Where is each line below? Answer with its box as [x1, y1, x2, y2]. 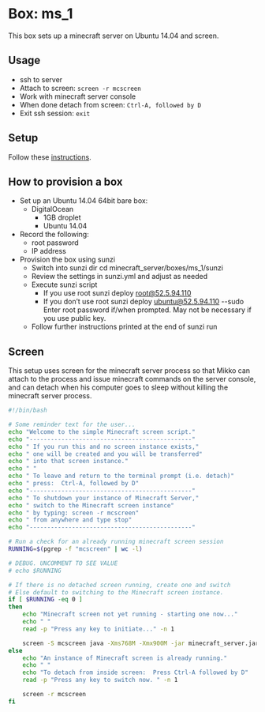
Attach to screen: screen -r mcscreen [19, 83, 142, 92]
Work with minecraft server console [19, 92, 136, 101]
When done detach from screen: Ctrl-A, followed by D [19, 100, 202, 109]
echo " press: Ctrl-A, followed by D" [8, 480, 140, 488]
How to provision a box [8, 175, 123, 188]
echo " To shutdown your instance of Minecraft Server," [8, 494, 200, 502]
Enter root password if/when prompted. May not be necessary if [43, 305, 252, 315]
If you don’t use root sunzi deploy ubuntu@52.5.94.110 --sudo [43, 297, 244, 307]
